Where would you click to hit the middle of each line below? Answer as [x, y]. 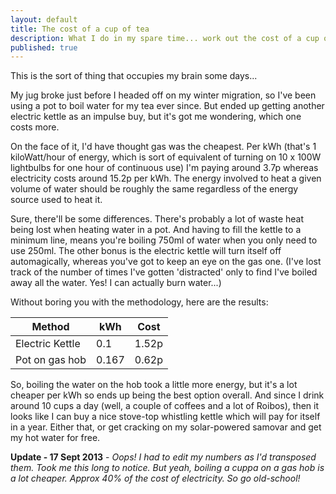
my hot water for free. [55, 438]
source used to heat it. [56, 200]
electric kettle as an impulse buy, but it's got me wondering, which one [156, 117]
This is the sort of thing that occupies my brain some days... [134, 76]
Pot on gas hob [51, 360]
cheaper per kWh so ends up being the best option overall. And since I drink [167, 395]
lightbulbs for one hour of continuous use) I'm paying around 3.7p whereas [164, 168]
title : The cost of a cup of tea [80, 29]
